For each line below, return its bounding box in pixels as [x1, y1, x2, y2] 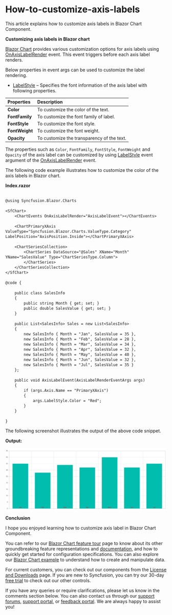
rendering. [5, 72, 27, 78]
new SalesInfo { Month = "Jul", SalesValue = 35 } [24, 363, 134, 368]
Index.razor [5, 183, 31, 189]
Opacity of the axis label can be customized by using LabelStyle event [5, 152, 153, 158]
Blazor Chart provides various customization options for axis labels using [5, 46, 159, 52]
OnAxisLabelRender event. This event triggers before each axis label [5, 51, 150, 57]
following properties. [12, 87, 57, 93]
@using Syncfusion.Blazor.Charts [5, 199, 77, 204]
